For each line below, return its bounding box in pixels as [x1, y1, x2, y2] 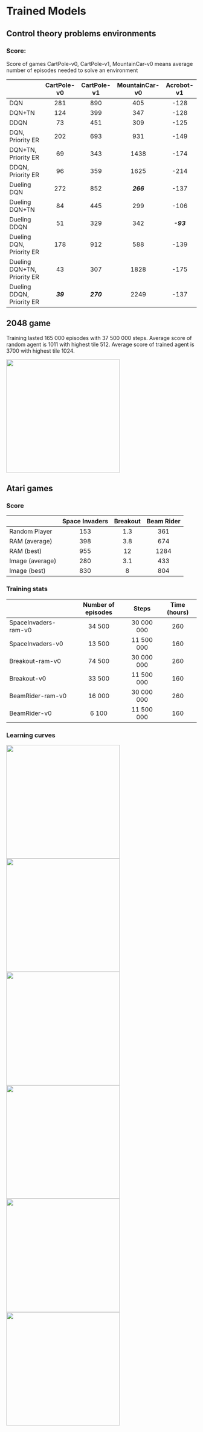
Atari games [6, 483, 53, 494]
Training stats [6, 585, 48, 593]
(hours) [167, 608, 189, 616]
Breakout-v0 [9, 674, 47, 682]
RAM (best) [9, 547, 42, 555]
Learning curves [6, 731, 56, 739]
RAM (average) [9, 537, 53, 546]
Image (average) [9, 557, 57, 565]
